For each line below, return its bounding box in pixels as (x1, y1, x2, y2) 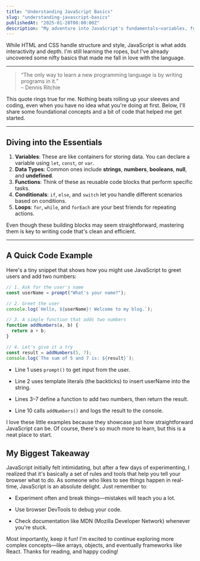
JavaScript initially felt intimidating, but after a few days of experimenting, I (6, 464, 190, 471)
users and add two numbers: (6, 272, 77, 280)
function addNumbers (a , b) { (6, 322, 79, 328)
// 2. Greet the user (6, 300, 60, 306)
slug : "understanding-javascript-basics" (6, 14, 111, 20)
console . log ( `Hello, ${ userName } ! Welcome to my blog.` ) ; (6, 306, 153, 312)
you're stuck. (14, 524, 48, 531)
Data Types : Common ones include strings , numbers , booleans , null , (14, 166, 187, 173)
